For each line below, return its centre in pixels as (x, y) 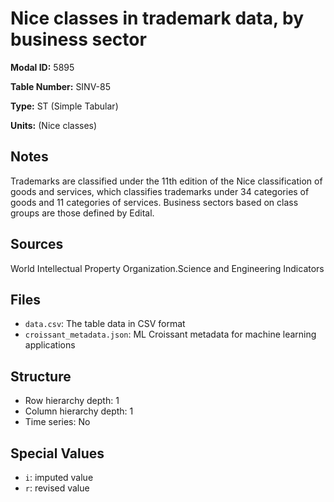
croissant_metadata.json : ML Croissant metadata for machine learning (170, 334)
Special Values (57, 453)
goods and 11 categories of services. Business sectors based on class (154, 202)
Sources (37, 244)
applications (50, 345)
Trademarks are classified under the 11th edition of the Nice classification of (166, 181)
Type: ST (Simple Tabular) (64, 106)
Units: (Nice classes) (54, 125)
